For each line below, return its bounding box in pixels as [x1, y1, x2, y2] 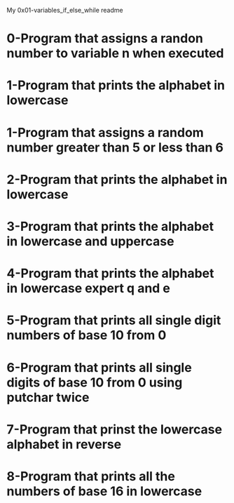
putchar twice [6, 389, 90, 405]
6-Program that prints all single [6, 359, 192, 375]
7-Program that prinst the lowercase [6, 421, 222, 437]
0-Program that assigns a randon [6, 31, 204, 46]
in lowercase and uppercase [6, 233, 174, 249]
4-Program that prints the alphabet [6, 266, 214, 281]
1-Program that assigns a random [6, 124, 204, 140]
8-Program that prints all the [6, 468, 176, 484]
